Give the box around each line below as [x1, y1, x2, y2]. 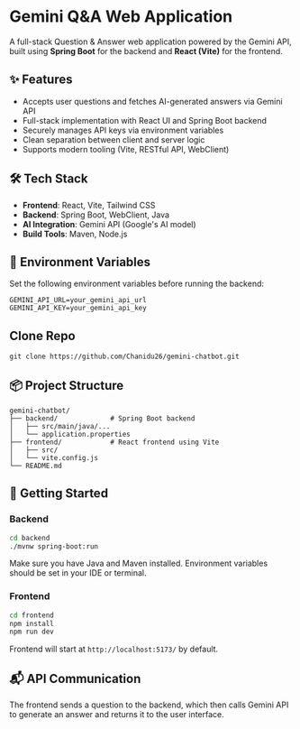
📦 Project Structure [9, 377, 124, 393]
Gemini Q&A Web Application [9, 6, 233, 27]
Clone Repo [9, 328, 76, 344]
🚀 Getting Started [9, 485, 109, 502]
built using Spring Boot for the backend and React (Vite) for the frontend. [9, 45, 284, 56]
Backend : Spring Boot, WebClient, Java [22, 209, 169, 220]
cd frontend [9, 611, 54, 620]
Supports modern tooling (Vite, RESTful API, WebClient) [22, 143, 230, 154]
